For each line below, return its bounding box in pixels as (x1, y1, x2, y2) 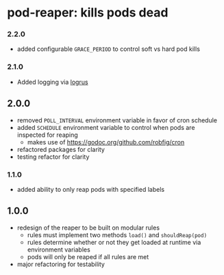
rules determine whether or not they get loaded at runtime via (27, 238, 201, 246)
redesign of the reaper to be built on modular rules (16, 223, 160, 232)
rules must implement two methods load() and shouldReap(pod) (27, 230, 208, 239)
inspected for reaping (16, 131, 79, 139)
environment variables (27, 245, 90, 254)
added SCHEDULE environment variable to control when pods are (16, 123, 195, 131)
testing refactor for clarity (16, 153, 90, 161)
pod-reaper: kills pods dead (7, 5, 169, 21)
